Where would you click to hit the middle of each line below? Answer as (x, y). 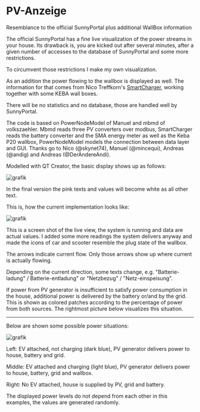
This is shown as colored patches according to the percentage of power (95, 302)
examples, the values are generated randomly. (63, 402)
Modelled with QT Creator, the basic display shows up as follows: (86, 166)
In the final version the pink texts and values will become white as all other (97, 189)
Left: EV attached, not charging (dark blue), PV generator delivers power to (98, 348)
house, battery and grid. (36, 355)
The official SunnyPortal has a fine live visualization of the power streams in (99, 39)
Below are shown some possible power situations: (68, 326)
